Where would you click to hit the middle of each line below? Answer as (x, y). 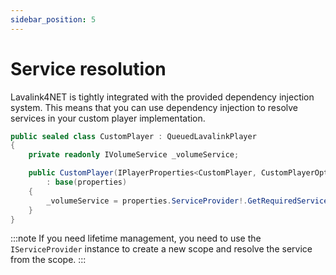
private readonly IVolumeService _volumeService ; (134, 155)
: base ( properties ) (87, 182)
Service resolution (88, 68)
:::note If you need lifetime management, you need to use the (136, 238)
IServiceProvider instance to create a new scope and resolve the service (161, 249)
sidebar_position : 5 (53, 19)
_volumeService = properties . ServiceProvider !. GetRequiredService (187, 201)
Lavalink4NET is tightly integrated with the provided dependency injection (162, 97)
